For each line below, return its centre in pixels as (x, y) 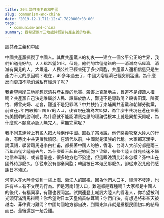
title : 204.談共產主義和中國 (32, 10)
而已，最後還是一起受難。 (31, 210)
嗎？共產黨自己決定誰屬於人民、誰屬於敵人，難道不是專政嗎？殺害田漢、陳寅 (82, 98)
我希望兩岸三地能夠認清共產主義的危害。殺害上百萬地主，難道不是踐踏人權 (80, 92)
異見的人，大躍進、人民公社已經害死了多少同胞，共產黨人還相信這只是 (84, 69)
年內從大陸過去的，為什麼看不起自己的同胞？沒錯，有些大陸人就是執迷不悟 (84, 151)
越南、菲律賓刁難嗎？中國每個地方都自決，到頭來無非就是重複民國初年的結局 (82, 204)
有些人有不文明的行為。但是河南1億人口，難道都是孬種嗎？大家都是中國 (81, 186)
